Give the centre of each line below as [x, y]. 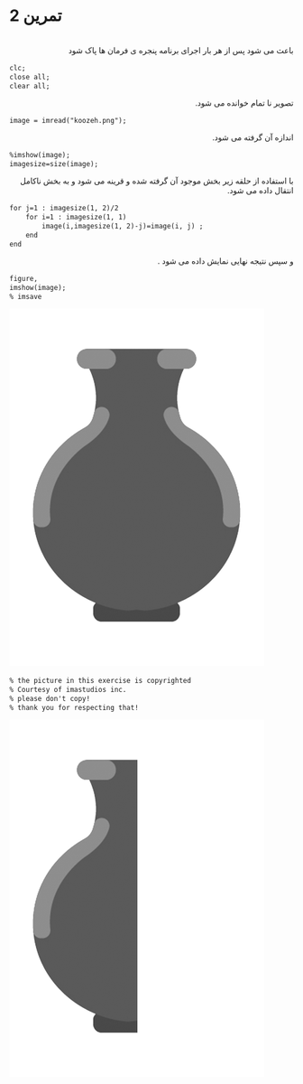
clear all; [30, 86]
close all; [30, 77]
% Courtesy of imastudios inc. [68, 689]
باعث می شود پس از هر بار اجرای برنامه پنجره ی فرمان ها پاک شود [181, 50]
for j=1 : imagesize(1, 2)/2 [64, 208]
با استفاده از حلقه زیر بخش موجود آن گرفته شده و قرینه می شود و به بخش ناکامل [156, 181]
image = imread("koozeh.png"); [68, 120]
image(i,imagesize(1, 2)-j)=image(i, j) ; [123, 226]
